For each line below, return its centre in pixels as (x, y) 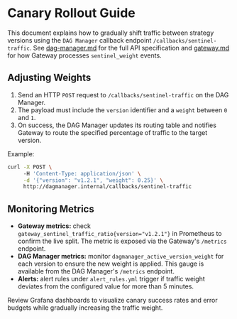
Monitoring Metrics (51, 209)
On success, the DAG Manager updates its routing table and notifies (117, 125)
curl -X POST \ (30, 167)
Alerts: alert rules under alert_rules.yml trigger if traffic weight (111, 279)
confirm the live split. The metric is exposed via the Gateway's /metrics (122, 241)
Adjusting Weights (49, 78)
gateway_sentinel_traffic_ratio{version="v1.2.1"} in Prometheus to (120, 234)
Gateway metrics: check (54, 226)
